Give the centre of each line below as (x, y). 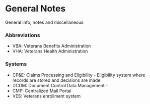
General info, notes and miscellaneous (44, 22)
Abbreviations (23, 35)
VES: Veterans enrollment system (46, 96)
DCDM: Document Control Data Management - (60, 85)
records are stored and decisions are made (56, 80)
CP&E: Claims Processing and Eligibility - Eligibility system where (79, 75)
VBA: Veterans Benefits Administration (52, 46)
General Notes (36, 9)
